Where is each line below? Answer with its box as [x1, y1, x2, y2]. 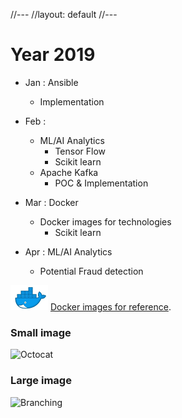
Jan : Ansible [24, 76, 79, 88]
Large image [10, 374, 72, 388]
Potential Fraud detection [39, 265, 144, 277]
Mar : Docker [24, 196, 79, 208]
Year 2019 [10, 44, 96, 66]
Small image [10, 325, 72, 339]
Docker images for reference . [49, 300, 172, 313]
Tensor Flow [54, 145, 107, 157]
